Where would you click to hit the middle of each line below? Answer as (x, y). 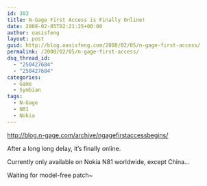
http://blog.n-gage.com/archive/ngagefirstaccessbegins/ (88, 135)
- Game (23, 84)
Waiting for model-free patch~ (50, 175)
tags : (15, 97)
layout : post (26, 39)
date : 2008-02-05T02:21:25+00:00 (55, 26)
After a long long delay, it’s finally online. (64, 148)
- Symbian (27, 90)
